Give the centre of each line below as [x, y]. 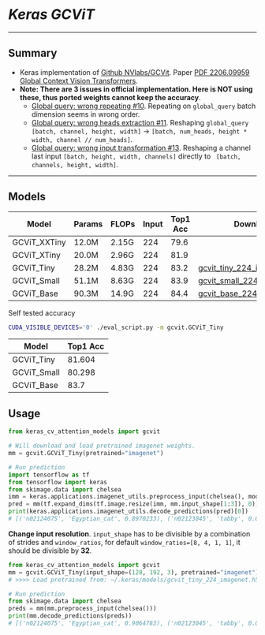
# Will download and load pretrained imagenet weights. [102, 446]
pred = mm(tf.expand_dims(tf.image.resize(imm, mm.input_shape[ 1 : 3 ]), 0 [130, 504]
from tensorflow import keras [58, 482]
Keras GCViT [52, 15]
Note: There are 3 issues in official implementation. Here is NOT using [136, 89]
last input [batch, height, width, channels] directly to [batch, [136, 156]
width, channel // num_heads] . [82, 139]
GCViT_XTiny [36, 255]
